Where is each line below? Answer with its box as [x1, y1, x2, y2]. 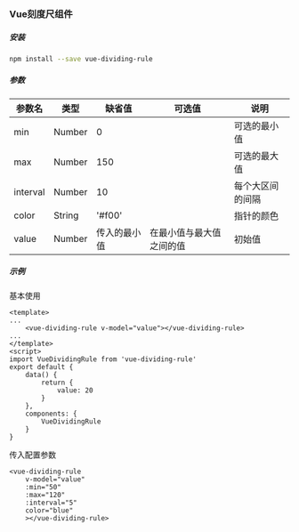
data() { [25, 370, 58, 379]
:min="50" [25, 482, 62, 491]
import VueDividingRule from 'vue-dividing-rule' [9, 354, 198, 364]
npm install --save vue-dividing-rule [9, 54, 153, 63]
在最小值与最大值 [149, 226, 222, 238]
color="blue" [25, 505, 74, 515]
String [53, 209, 79, 222]
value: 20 [56, 385, 93, 395]
